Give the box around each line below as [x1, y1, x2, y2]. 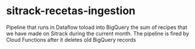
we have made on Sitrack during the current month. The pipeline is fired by [6, 30, 190, 37]
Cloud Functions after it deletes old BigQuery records [6, 36, 136, 43]
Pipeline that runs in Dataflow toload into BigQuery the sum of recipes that [6, 24, 188, 31]
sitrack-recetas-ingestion [6, 4, 136, 18]
